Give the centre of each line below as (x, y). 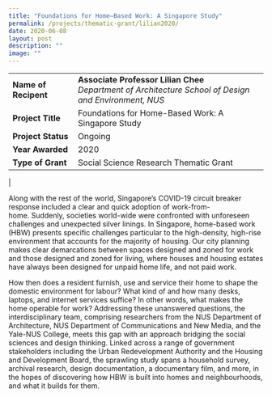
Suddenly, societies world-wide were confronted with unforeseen (140, 215)
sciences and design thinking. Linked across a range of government (121, 343)
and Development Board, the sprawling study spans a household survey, (130, 360)
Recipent (30, 95)
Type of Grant (40, 163)
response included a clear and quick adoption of (89, 207)
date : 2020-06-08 (38, 31)
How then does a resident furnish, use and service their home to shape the (133, 283)
